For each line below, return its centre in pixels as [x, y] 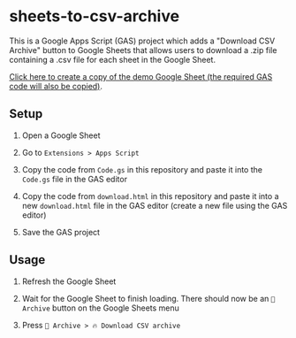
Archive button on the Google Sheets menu [100, 308]
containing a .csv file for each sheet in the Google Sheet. [113, 59]
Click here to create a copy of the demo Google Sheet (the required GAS [141, 76]
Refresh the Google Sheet [69, 281]
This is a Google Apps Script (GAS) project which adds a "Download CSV [142, 41]
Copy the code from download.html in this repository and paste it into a [150, 196]
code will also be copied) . [56, 86]
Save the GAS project [61, 232]
